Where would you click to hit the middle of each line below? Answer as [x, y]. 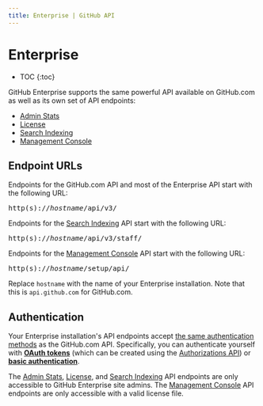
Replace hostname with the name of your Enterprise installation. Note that [127, 284]
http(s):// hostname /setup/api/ [69, 269]
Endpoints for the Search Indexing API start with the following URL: [117, 223]
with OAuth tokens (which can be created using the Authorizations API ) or [130, 353]
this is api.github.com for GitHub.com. [71, 292]
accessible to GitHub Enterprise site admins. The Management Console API [131, 385]
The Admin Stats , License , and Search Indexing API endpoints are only [124, 377]
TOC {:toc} [37, 77]
